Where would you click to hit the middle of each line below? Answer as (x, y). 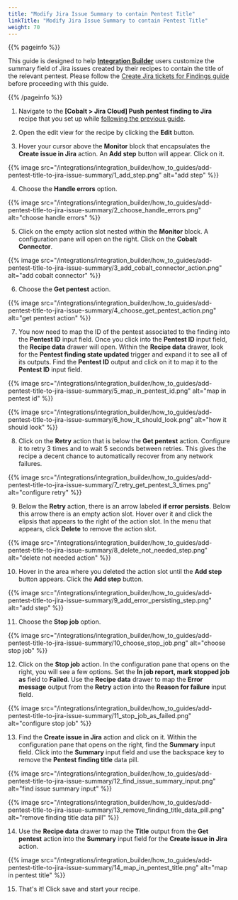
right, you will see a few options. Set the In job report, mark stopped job (124, 672)
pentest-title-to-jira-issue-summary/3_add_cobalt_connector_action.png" (115, 268)
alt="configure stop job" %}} (50, 723)
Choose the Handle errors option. (68, 189)
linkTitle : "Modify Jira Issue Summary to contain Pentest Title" (108, 21)
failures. (30, 464)
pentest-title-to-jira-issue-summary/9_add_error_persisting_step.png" (110, 600)
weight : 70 (24, 27)
